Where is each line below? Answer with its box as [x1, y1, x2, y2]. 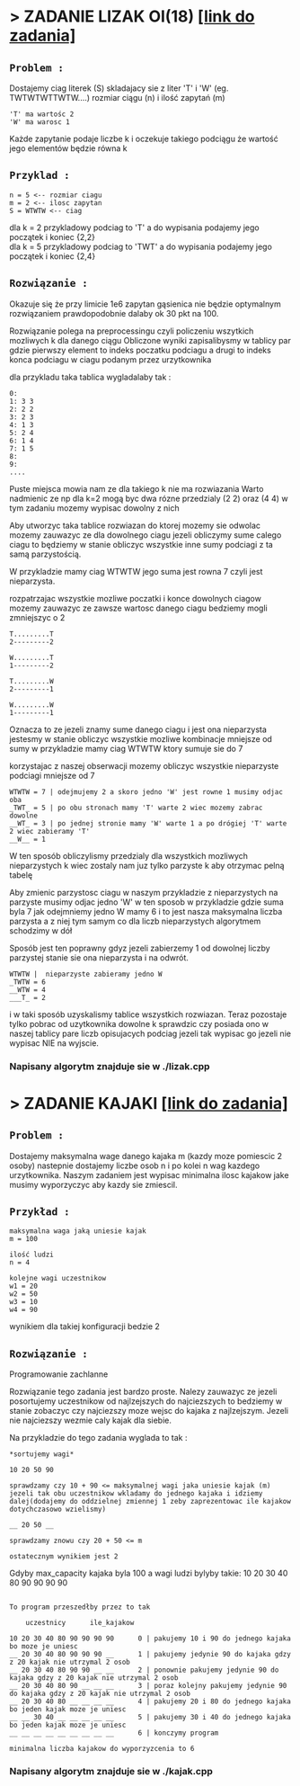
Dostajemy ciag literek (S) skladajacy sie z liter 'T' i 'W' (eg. [9, 83, 229, 94]
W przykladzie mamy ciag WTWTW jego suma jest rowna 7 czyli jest [9, 566, 263, 576]
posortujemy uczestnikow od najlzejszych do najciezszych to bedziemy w [9, 1396, 283, 1406]
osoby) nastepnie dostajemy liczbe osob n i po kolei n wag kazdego [9, 1160, 260, 1171]
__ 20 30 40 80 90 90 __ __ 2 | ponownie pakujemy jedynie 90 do [9, 1665, 279, 1674]
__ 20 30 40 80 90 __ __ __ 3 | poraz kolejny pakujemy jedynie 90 [9, 1682, 287, 1691]
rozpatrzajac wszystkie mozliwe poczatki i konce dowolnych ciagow [9, 593, 262, 603]
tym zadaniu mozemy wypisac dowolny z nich [9, 502, 180, 513]
